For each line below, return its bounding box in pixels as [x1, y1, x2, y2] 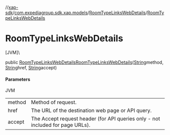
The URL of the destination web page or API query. [31, 107, 152, 114]
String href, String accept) [5, 64, 57, 70]
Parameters [5, 76, 30, 82]
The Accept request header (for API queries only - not [31, 115, 160, 122]
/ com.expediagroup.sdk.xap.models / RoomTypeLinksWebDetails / [12, 10, 148, 16]
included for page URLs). [31, 121, 91, 128]
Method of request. [31, 99, 77, 106]
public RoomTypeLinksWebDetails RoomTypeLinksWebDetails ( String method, [5, 59, 163, 65]
